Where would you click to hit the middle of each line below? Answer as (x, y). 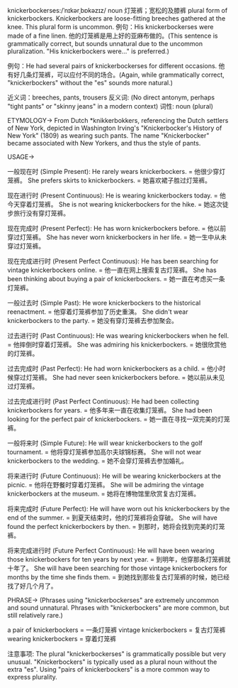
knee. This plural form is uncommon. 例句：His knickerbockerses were (110, 27)
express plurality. (33, 677)
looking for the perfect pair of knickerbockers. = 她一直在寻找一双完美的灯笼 (119, 419)
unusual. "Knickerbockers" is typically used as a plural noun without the (112, 662)
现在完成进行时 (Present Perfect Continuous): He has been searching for (113, 261)
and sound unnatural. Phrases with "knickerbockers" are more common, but (118, 608)
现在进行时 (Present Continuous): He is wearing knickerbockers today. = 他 (117, 195)
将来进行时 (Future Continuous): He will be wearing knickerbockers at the (114, 476)
